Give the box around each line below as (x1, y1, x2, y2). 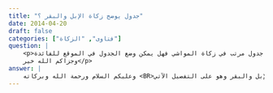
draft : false (8, 27, 53, 35)
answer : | (8, 65, 42, 73)
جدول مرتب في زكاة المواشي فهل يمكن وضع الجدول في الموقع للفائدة (33, 49, 264, 57)
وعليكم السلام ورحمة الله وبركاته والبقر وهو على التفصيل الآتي (23, 72, 253, 80)
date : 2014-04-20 (8, 19, 67, 27)
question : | (8, 42, 49, 50)
